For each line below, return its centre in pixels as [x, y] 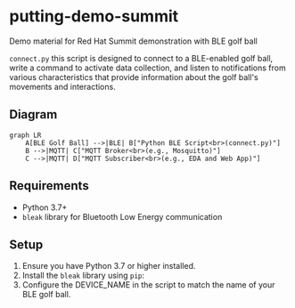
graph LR [25, 135]
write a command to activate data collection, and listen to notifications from [148, 68]
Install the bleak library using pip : [83, 276]
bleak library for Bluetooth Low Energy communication [122, 216]
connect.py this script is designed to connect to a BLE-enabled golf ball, [141, 58]
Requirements [49, 186]
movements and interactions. [62, 86]
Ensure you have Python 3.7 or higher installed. [109, 266]
